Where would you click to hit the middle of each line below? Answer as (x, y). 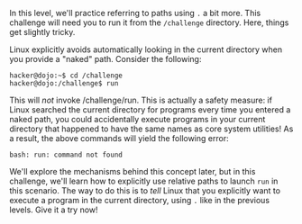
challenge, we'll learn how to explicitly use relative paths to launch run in (144, 181)
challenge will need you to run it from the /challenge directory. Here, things (149, 22)
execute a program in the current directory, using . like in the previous (140, 200)
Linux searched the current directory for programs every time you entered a (150, 110)
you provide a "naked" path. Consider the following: (105, 59)
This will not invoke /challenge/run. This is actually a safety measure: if (141, 100)
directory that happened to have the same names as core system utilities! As (151, 129)
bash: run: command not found (66, 155)
